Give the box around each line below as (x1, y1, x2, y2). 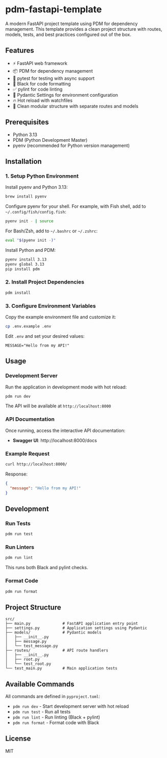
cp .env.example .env (5, 323, 52, 329)
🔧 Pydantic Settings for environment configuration (12, 92, 118, 98)
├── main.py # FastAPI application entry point (5, 621, 138, 626)
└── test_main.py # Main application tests (5, 666, 117, 671)
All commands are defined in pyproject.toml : (5, 694, 101, 700)
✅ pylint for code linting (12, 86, 63, 92)
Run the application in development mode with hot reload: (5, 384, 127, 390)
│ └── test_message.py (5, 643, 58, 648)
